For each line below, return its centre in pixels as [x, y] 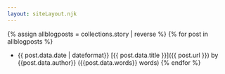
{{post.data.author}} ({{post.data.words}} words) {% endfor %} [109, 62]
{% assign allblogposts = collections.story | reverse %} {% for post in [108, 34]
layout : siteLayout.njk [42, 14]
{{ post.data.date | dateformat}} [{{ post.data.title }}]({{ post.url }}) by [118, 55]
